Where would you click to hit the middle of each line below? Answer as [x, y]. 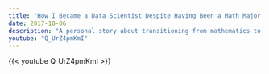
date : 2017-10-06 [37, 23]
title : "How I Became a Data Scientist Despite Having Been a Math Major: [137, 16]
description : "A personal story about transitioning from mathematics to [135, 31]
